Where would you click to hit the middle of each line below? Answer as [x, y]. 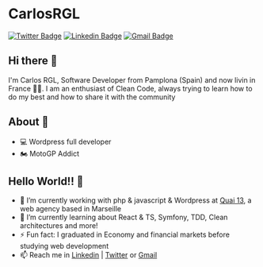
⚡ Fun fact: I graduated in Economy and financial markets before [124, 234]
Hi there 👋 [33, 61]
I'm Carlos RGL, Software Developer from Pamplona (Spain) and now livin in [132, 79]
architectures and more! [59, 226]
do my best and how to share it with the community [92, 97]
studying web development [64, 246]
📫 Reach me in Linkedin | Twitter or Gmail [88, 255]
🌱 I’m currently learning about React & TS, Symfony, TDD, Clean [124, 217]
